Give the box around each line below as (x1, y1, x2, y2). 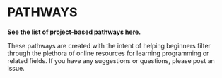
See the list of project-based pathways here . (7, 28, 141, 36)
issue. (7, 64, 25, 72)
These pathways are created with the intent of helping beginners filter (7, 41, 211, 50)
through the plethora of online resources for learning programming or (7, 49, 209, 57)
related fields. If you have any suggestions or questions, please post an (7, 56, 216, 65)
